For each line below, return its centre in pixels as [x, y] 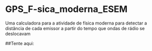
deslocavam [18, 33]
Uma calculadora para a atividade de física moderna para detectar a [76, 23]
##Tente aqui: [20, 43]
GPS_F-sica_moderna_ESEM [66, 9]
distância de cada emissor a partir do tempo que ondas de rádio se [75, 28]
